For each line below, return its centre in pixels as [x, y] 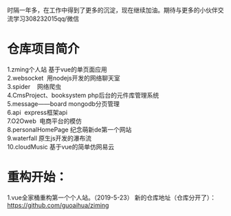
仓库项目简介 [44, 49]
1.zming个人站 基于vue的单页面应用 [57, 69]
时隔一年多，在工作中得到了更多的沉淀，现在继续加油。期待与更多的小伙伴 [112, 10]
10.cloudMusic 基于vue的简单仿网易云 [61, 147]
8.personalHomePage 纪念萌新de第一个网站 [69, 129]
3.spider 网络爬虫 [34, 86]
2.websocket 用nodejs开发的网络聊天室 [64, 78]
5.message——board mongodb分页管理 [64, 104]
